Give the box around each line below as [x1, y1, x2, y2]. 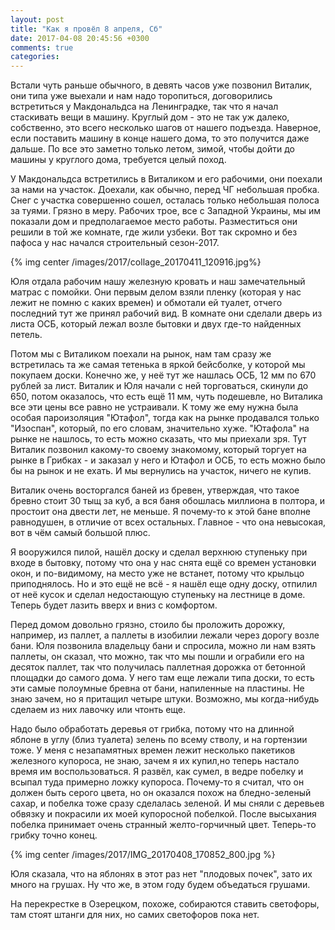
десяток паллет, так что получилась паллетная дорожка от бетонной [10, 661, 306, 673]
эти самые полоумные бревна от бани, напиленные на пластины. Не [10, 682, 305, 695]
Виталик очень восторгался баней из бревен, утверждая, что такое [10, 484, 300, 496]
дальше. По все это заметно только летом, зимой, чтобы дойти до [10, 143, 295, 155]
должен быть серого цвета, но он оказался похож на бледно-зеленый [10, 787, 312, 799]
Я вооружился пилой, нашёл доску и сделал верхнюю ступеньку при [10, 546, 308, 558]
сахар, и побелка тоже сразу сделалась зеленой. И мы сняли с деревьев [10, 797, 325, 810]
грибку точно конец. [10, 829, 98, 841]
